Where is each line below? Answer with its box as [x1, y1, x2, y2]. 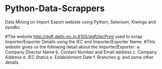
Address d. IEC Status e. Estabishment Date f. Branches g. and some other [5, 54, 154, 60]
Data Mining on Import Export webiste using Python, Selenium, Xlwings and [5, 19, 156, 25]
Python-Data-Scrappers [5, 3, 105, 14]
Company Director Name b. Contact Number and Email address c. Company [5, 49, 157, 55]
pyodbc [5, 24, 20, 30]
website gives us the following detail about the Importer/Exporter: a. [5, 44, 141, 50]
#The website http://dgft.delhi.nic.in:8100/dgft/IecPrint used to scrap [5, 34, 143, 39]
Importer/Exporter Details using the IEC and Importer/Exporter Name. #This [5, 38, 155, 44]
